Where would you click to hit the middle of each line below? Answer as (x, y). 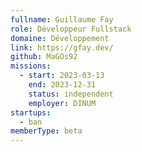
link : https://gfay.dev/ (62, 47)
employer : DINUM (62, 103)
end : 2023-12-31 (62, 85)
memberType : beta (46, 131)
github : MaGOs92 (44, 57)
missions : (31, 66)
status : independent (71, 94)
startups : (31, 112)
